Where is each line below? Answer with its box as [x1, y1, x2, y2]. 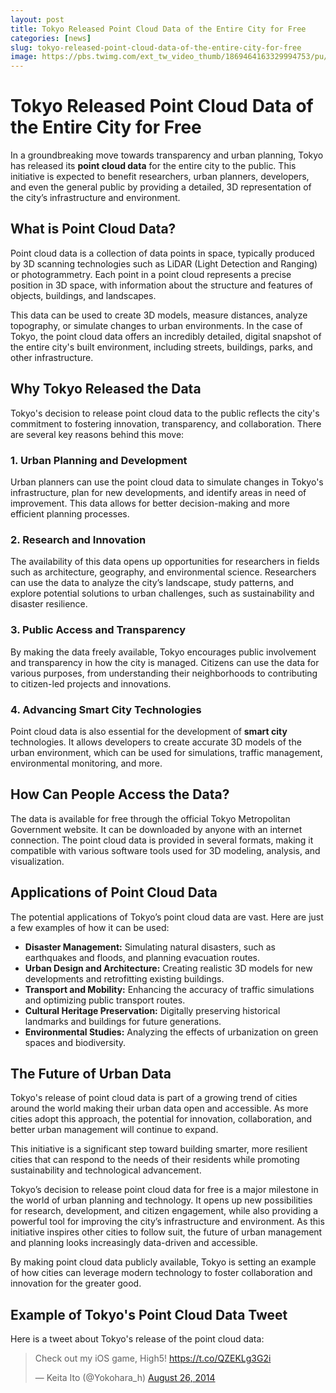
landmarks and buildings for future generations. [24, 1015, 222, 1027]
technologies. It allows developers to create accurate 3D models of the [10, 736, 302, 748]
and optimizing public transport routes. [24, 994, 186, 1006]
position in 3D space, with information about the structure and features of [10, 279, 313, 291]
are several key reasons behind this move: [10, 428, 185, 440]
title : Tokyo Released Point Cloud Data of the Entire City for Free [10, 24, 307, 34]
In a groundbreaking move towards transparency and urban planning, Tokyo [10, 149, 324, 161]
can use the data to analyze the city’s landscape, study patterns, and [10, 577, 294, 589]
